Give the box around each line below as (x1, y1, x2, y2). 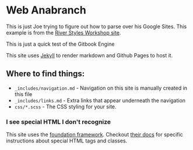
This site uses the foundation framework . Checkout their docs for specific (6, 131, 184, 138)
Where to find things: (6, 69, 85, 79)
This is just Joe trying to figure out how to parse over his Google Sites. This (6, 23, 187, 30)
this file (14, 90, 33, 97)
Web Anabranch (6, 4, 86, 17)
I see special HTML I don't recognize (6, 118, 111, 126)
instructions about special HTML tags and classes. (6, 137, 128, 144)
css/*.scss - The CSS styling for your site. (14, 103, 117, 110)
